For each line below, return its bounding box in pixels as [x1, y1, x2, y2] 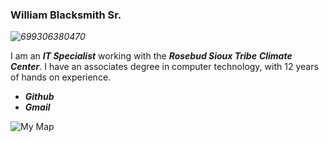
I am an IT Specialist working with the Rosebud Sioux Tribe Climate [10, 50, 293, 62]
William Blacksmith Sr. [10, 8, 122, 22]
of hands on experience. [10, 71, 112, 83]
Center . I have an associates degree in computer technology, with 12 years [10, 61, 319, 73]
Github [24, 91, 55, 103]
